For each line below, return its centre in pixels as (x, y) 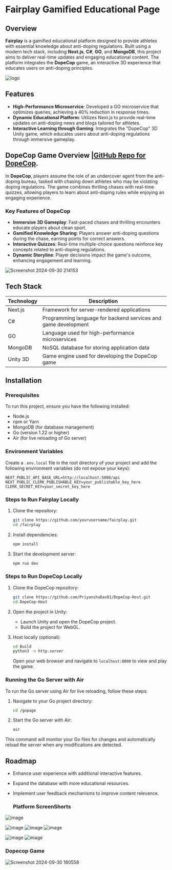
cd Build (22, 646)
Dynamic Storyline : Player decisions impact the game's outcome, (82, 255)
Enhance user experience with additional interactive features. (77, 773)
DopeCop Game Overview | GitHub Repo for (76, 155)
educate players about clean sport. (50, 228)
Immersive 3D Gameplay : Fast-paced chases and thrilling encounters (86, 222)
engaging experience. (28, 198)
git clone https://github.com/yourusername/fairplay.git (75, 520)
